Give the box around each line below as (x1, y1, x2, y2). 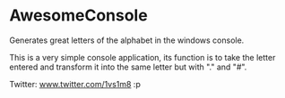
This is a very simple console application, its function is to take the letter (9, 52, 276, 62)
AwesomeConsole (9, 5, 148, 26)
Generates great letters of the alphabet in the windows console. (9, 35, 245, 45)
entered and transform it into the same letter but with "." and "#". (9, 61, 247, 72)
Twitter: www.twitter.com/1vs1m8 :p (9, 78, 141, 89)
